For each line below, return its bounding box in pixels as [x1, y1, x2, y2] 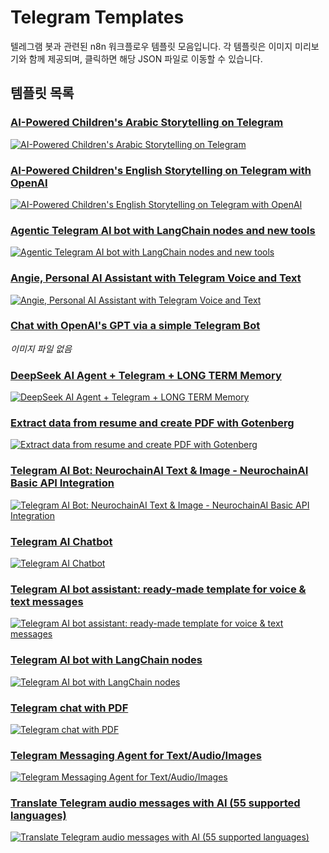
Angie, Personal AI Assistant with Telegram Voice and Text [10, 271, 302, 285]
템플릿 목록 [10, 85, 75, 102]
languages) [10, 809, 67, 823]
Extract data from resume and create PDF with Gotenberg [10, 416, 295, 430]
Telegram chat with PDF [10, 701, 129, 715]
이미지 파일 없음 [10, 342, 73, 355]
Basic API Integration [10, 476, 115, 490]
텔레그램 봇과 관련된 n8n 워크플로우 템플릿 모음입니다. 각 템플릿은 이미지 [10, 40, 293, 52]
